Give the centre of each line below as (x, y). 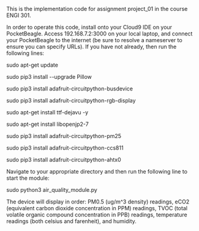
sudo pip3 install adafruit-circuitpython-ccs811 (65, 148)
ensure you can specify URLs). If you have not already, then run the (92, 46)
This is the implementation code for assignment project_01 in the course (97, 9)
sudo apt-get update (32, 65)
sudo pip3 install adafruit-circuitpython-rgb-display (71, 101)
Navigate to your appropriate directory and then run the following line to (97, 171)
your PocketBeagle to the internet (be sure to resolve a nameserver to (94, 40)
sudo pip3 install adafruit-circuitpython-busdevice (70, 89)
